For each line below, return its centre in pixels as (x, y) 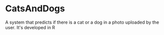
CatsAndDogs (35, 9)
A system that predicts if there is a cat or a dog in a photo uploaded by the (82, 22)
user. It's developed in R (30, 27)
